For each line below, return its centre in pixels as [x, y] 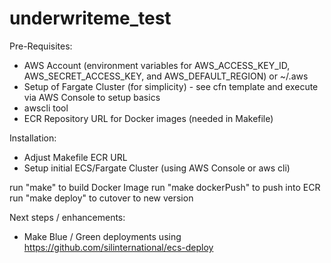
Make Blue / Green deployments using [102, 236]
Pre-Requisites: [41, 46]
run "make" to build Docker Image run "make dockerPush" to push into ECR [165, 187]
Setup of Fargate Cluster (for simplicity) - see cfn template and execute [171, 86]
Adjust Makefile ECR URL [75, 157]
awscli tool [46, 108]
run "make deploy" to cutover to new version [101, 198]
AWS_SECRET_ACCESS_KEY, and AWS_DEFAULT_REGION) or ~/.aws [166, 76]
